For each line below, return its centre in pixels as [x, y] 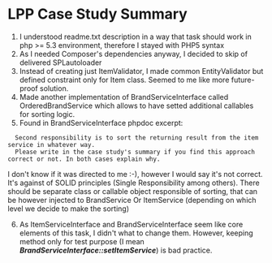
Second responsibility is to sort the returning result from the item [137, 138]
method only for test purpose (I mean [82, 241]
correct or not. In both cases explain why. [84, 159]
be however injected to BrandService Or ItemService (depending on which [132, 200]
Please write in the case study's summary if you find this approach [135, 152]
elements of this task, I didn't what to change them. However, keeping [136, 233]
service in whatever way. [51, 144]
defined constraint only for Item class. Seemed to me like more [124, 80]
